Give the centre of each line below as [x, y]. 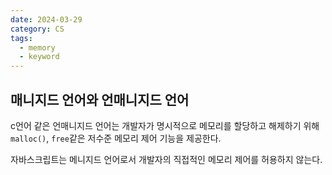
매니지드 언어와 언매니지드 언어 [100, 99]
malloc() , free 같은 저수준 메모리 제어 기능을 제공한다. [116, 138]
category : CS [37, 29]
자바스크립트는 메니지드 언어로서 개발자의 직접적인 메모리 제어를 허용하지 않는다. [166, 159]
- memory [37, 47]
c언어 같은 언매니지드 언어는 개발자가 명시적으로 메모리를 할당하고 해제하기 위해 [165, 125]
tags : [21, 38]
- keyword [39, 57]
